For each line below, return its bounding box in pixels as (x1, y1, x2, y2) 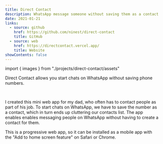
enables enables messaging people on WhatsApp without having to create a (5, 115, 159, 121)
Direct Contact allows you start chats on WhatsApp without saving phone (5, 75, 153, 81)
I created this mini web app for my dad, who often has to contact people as (5, 99, 157, 105)
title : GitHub (14, 35, 43, 39)
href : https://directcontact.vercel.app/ (14, 43, 99, 48)
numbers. (5, 80, 24, 86)
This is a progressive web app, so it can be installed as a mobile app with (5, 129, 153, 135)
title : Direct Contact (5, 7, 51, 12)
